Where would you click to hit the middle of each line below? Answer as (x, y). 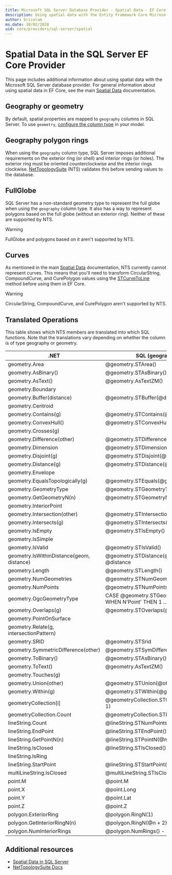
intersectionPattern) (32, 633)
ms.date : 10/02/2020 (27, 24)
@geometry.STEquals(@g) (137, 481)
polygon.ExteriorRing (33, 815)
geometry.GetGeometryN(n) (42, 497)
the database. (20, 174)
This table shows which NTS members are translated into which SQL (78, 332)
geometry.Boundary (32, 389)
